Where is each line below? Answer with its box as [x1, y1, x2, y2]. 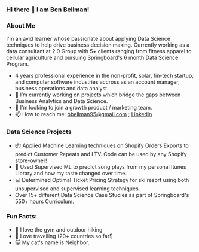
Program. [6, 60, 29, 68]
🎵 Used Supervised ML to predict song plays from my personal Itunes [14, 163, 186, 170]
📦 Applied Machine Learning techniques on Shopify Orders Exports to [14, 142, 189, 149]
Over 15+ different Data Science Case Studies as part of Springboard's [14, 191, 189, 198]
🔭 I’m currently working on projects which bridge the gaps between [14, 91, 181, 98]
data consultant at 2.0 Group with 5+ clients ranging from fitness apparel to [6, 48, 192, 55]
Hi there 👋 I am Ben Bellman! [6, 5, 90, 14]
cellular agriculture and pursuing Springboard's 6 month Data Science [6, 54, 179, 62]
